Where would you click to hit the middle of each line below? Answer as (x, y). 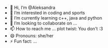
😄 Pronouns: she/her (31, 36)
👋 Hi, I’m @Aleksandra (32, 8)
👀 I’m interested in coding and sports (47, 13)
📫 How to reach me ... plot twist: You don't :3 (56, 29)
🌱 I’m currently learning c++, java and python (56, 18)
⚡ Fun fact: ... (23, 41)
